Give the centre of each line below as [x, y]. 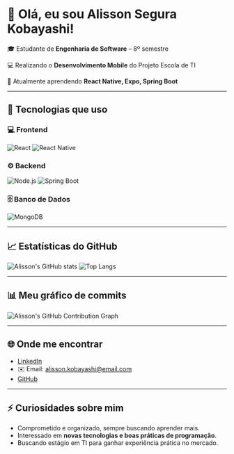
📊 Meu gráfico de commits [67, 296]
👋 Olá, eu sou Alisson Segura [92, 14]
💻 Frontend [28, 130]
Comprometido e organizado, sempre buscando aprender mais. [108, 428]
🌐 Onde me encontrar [55, 344]
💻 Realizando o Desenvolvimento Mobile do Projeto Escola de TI [102, 65]
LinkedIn [30, 361]
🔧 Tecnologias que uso [57, 110]
